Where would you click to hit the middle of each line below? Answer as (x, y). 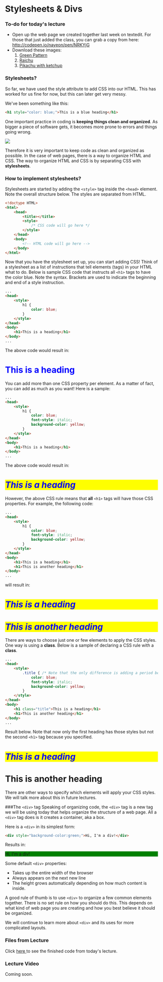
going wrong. (18, 132)
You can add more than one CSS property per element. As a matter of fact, (80, 383)
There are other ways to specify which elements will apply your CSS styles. (80, 792)
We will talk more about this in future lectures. (51, 798)
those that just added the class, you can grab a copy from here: (75, 40)
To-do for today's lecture (35, 24)
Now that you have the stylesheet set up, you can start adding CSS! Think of (81, 262)
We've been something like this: (37, 103)
